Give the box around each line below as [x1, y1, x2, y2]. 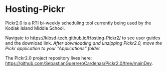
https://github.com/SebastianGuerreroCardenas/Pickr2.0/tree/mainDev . [5, 60, 153, 66]
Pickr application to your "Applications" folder [5, 45, 100, 51]
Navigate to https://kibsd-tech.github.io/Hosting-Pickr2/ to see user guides [5, 35, 160, 41]
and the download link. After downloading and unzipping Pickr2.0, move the [5, 40, 162, 46]
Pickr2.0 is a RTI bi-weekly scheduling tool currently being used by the [5, 20, 151, 26]
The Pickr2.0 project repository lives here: [5, 55, 92, 61]
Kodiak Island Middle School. [5, 25, 65, 31]
